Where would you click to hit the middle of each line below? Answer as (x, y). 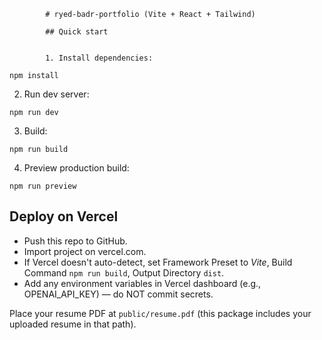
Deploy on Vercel (64, 216)
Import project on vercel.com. (85, 251)
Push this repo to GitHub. (75, 241)
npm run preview (43, 186)
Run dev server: (56, 94)
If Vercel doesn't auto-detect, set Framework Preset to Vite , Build (158, 262)
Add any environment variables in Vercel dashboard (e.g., (142, 283)
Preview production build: (76, 168)
